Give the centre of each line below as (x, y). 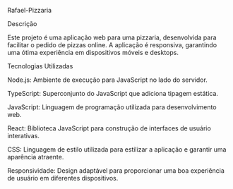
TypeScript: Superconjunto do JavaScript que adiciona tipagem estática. (113, 93)
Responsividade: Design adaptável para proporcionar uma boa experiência (116, 171)
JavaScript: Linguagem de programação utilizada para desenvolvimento (112, 107)
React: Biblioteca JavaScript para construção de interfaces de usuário (109, 128)
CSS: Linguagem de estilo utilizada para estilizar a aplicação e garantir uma (117, 150)
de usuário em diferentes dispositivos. (63, 178)
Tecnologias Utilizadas (40, 66)
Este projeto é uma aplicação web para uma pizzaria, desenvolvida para (112, 37)
